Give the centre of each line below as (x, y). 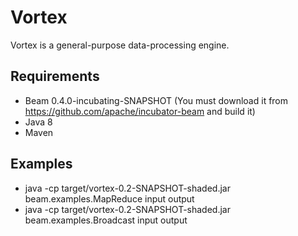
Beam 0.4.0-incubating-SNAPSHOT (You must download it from (156, 100)
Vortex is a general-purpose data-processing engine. (120, 45)
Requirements (55, 76)
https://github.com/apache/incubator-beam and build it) (140, 111)
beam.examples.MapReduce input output (109, 198)
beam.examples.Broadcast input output (106, 220)
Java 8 (38, 122)
